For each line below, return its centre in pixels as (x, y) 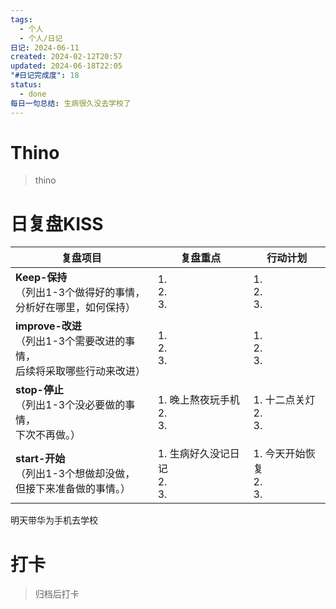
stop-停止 (39, 390)
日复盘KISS (57, 223)
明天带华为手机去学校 (54, 520)
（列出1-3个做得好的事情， (80, 293)
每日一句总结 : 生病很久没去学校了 (71, 103)
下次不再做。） (48, 435)
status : (26, 85)
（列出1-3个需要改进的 (70, 341)
